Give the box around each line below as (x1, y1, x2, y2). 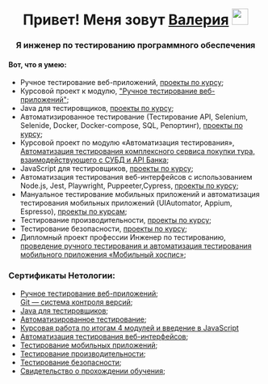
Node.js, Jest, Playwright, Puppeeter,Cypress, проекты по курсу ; (19, 181, 239, 190)
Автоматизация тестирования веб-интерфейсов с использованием (19, 173, 253, 182)
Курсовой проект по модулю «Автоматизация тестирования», (19, 138, 235, 147)
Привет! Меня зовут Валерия (23, 11, 229, 29)
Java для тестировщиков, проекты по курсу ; (19, 104, 174, 113)
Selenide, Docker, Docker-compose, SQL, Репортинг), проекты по (19, 121, 244, 130)
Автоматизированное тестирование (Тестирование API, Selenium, (19, 112, 249, 122)
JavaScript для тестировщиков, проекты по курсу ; (19, 164, 194, 173)
